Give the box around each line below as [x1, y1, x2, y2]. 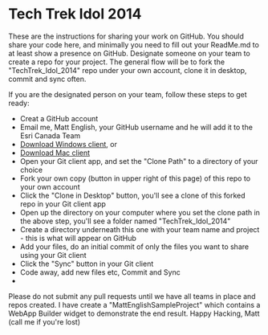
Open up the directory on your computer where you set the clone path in [19, 207, 261, 217]
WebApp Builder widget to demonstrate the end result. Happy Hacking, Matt [8, 308, 260, 318]
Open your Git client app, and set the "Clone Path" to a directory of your [19, 156, 258, 165]
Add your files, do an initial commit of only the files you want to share [19, 242, 250, 251]
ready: [8, 98, 30, 108]
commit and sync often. [8, 74, 87, 84]
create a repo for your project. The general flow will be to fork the [8, 57, 225, 67]
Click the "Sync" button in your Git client [19, 259, 154, 268]
